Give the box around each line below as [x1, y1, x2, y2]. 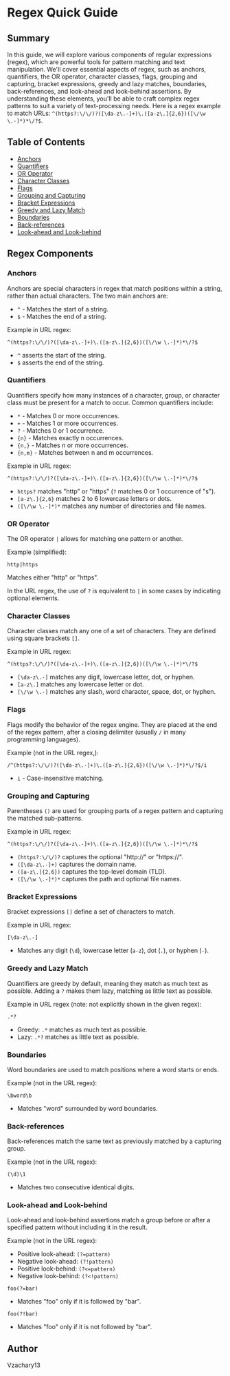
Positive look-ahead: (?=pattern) [16, 1250, 111, 1258]
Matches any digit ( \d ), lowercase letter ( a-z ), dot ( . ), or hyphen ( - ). [16, 946, 209, 955]
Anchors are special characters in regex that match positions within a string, [7, 284, 222, 292]
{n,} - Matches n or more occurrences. [16, 441, 129, 449]
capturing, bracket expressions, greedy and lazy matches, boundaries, [7, 80, 207, 88]
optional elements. [7, 594, 60, 602]
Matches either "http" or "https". [7, 573, 99, 582]
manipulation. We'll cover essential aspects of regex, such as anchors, [7, 65, 207, 73]
